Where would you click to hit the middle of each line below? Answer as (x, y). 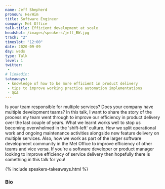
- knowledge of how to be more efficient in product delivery (73, 83)
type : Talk (16, 56)
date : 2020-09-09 (23, 47)
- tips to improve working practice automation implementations (75, 88)
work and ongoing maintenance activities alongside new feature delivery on (82, 133)
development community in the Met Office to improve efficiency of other (79, 144)
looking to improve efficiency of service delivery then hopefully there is (78, 154)
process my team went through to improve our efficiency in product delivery (83, 118)
